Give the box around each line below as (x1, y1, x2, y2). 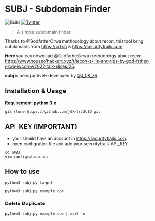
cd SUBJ (5, 150, 21, 155)
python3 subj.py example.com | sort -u (5, 211, 86, 216)
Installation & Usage (5, 87, 67, 95)
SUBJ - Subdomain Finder (5, 3, 111, 15)
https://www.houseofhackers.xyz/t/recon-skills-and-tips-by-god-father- (5, 58, 150, 64)
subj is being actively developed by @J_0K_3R (5, 73, 98, 78)
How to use (5, 167, 40, 176)
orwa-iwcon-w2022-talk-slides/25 (5, 63, 74, 69)
